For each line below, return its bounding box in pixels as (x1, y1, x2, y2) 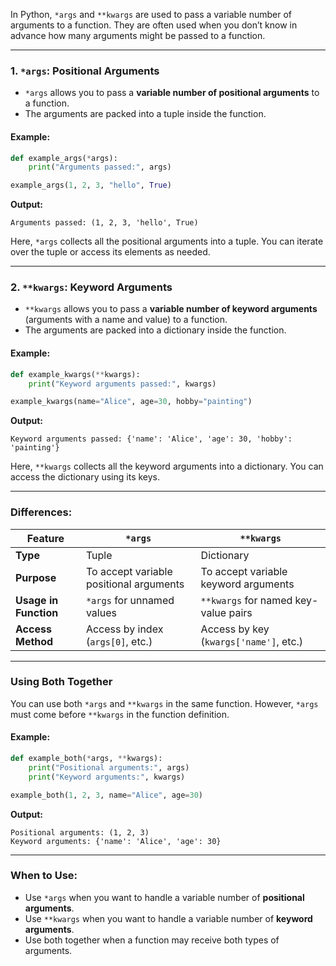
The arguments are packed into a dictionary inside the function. (24, 324, 287, 336)
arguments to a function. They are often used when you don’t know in (10, 19, 298, 31)
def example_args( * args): (10, 153, 118, 163)
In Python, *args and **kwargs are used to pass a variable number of (10, 9, 293, 20)
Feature (26, 531, 65, 545)
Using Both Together (10, 675, 113, 689)
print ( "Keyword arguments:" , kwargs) (28, 772, 186, 782)
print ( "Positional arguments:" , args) (28, 762, 190, 773)
